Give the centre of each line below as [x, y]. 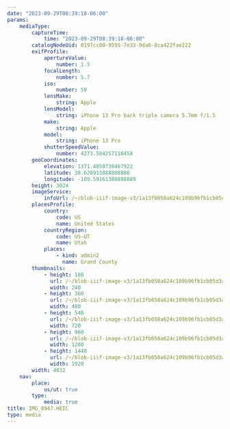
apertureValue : [65, 58]
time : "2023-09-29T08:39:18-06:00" [94, 39]
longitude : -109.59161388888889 [90, 179]
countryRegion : [65, 230]
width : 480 [65, 307]
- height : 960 [64, 332]
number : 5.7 [73, 77]
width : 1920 [67, 364]
